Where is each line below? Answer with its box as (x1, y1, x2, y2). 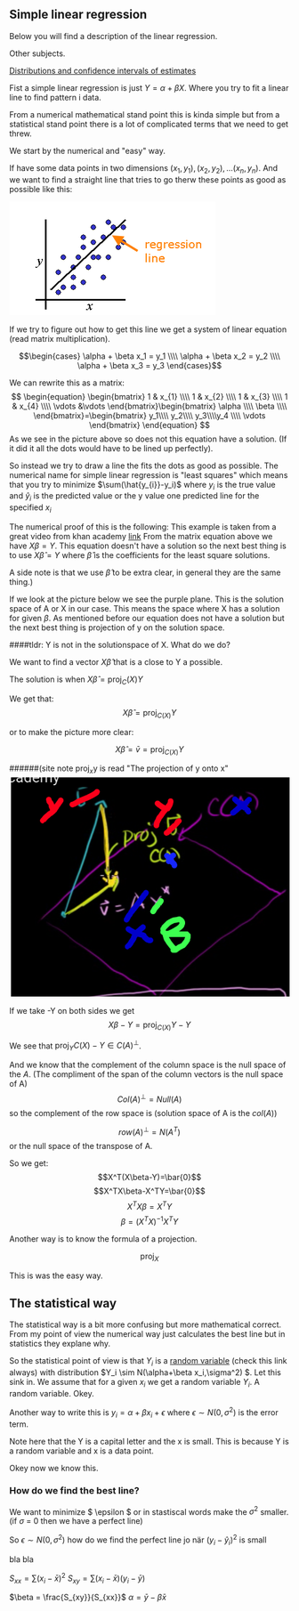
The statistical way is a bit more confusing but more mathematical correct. (9, 1319, 282, 1330)
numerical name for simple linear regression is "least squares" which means (9, 469, 288, 480)
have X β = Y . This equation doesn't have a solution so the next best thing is (9, 540, 287, 551)
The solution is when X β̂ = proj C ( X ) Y (9, 674, 144, 686)
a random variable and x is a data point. (9, 1445, 154, 1456)
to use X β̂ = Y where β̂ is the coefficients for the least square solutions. (9, 550, 271, 560)
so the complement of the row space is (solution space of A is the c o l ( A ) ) (9, 1107, 278, 1118)
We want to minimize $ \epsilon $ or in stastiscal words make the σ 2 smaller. (9, 1504, 289, 1517)
